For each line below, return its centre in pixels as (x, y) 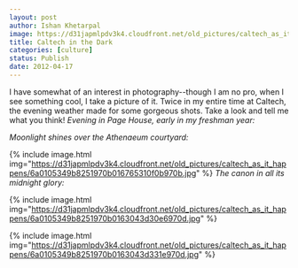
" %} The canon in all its (241, 172)
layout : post (33, 17)
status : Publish (39, 58)
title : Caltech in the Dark (61, 42)
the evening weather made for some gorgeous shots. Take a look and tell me (149, 111)
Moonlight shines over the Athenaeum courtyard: (99, 137)
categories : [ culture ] (51, 50)
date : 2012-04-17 (41, 67)
